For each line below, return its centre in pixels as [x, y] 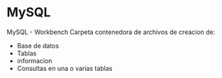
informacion [34, 60]
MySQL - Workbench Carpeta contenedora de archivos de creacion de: [111, 32]
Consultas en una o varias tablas [65, 68]
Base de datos [38, 45]
